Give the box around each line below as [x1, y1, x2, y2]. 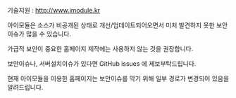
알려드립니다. [7, 83, 44, 91]
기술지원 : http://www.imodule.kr [7, 6, 101, 14]
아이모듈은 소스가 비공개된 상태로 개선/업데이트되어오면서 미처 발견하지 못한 [7, 21, 215, 29]
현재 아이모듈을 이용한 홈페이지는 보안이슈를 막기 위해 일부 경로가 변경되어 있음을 [7, 74, 230, 83]
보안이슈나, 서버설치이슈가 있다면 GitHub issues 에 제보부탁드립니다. [7, 59, 197, 68]
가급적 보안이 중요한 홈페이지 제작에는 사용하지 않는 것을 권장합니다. [7, 45, 194, 52]
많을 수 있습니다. [25, 30, 72, 38]
